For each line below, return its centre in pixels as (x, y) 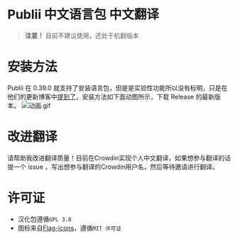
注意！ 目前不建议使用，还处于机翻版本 (82, 35)
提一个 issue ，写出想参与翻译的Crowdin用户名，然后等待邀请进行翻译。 (113, 167)
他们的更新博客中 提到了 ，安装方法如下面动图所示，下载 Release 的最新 (111, 96)
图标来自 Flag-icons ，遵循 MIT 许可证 (70, 228)
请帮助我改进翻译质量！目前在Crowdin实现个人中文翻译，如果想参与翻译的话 (119, 157)
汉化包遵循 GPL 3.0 (44, 219)
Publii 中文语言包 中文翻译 (83, 15)
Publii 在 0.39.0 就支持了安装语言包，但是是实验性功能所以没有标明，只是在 (118, 88)
